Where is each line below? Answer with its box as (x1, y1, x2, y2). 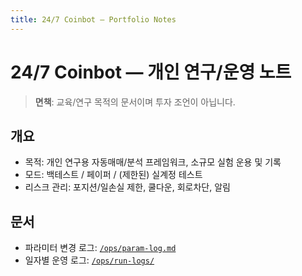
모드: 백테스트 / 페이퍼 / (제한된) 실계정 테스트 (24, 169, 203, 181)
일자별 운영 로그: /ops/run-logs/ (24, 254, 155, 266)
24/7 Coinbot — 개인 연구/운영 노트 (10, 61, 292, 83)
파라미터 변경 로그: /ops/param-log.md (24, 242, 177, 254)
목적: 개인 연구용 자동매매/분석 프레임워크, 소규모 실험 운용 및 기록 (24, 156, 282, 168)
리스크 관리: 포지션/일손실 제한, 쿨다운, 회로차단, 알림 (24, 181, 231, 193)
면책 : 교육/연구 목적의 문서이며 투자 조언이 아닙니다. (34, 96, 236, 108)
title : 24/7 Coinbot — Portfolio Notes (10, 14, 177, 25)
